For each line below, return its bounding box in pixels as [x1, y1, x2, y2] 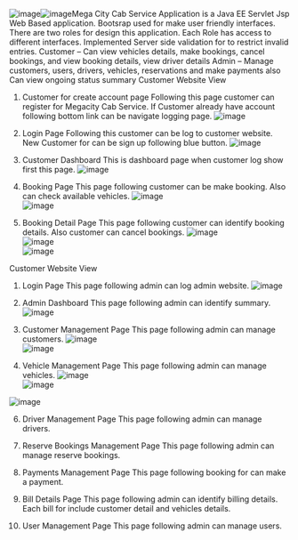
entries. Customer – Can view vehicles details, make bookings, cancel [9, 46, 265, 57]
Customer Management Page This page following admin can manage [21, 325, 276, 334]
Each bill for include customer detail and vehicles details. [21, 504, 231, 513]
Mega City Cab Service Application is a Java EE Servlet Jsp [71, 9, 290, 19]
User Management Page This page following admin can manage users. [21, 520, 283, 531]
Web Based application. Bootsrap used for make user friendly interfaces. [9, 18, 276, 28]
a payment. [21, 477, 64, 487]
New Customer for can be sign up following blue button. [21, 138, 229, 148]
